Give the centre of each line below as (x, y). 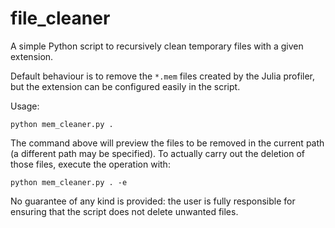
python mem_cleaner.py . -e (69, 182)
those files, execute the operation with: (90, 164)
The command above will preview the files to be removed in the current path (167, 143)
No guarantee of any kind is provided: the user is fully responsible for (153, 201)
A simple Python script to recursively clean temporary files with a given (157, 46)
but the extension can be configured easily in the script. (125, 86)
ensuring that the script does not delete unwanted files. (124, 211)
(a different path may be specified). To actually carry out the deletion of (157, 153)
